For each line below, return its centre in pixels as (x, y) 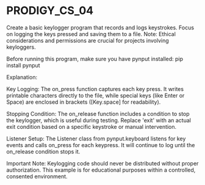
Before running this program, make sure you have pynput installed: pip (95, 59)
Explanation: (22, 77)
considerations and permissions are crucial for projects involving (88, 40)
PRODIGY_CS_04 (50, 11)
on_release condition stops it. (43, 151)
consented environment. (37, 176)
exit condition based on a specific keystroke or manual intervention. (92, 126)
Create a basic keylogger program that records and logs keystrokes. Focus (100, 27)
